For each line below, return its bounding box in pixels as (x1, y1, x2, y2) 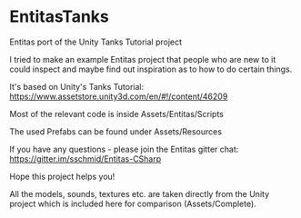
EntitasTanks (9, 6, 109, 27)
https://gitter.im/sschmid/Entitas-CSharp (9, 153, 162, 164)
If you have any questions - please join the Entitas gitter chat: (9, 144, 239, 154)
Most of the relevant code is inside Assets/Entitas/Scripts (9, 108, 225, 119)
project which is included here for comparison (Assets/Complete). (9, 198, 256, 209)
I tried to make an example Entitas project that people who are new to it (9, 54, 276, 64)
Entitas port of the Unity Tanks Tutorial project (9, 36, 183, 47)
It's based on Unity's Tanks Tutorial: (9, 81, 144, 92)
